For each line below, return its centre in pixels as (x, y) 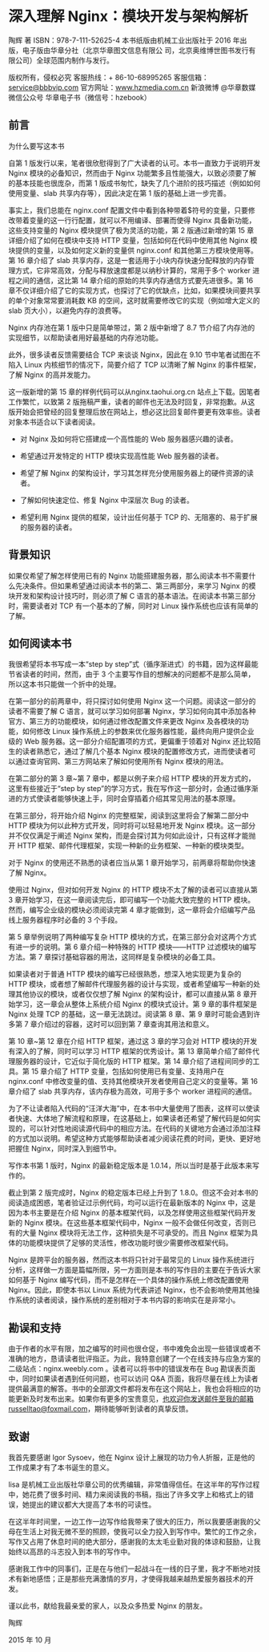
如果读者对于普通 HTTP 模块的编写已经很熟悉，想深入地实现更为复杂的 (125, 974)
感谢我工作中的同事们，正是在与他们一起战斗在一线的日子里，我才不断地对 (131, 1569)
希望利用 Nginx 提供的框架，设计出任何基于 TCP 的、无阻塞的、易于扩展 (139, 517)
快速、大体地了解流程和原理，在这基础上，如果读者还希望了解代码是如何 (134, 1118)
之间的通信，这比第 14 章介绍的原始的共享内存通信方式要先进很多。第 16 (134, 280)
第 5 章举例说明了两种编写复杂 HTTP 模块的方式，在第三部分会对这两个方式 (132, 937)
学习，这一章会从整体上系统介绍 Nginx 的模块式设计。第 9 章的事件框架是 (136, 1005)
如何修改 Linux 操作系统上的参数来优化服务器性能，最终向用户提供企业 (138, 732)
